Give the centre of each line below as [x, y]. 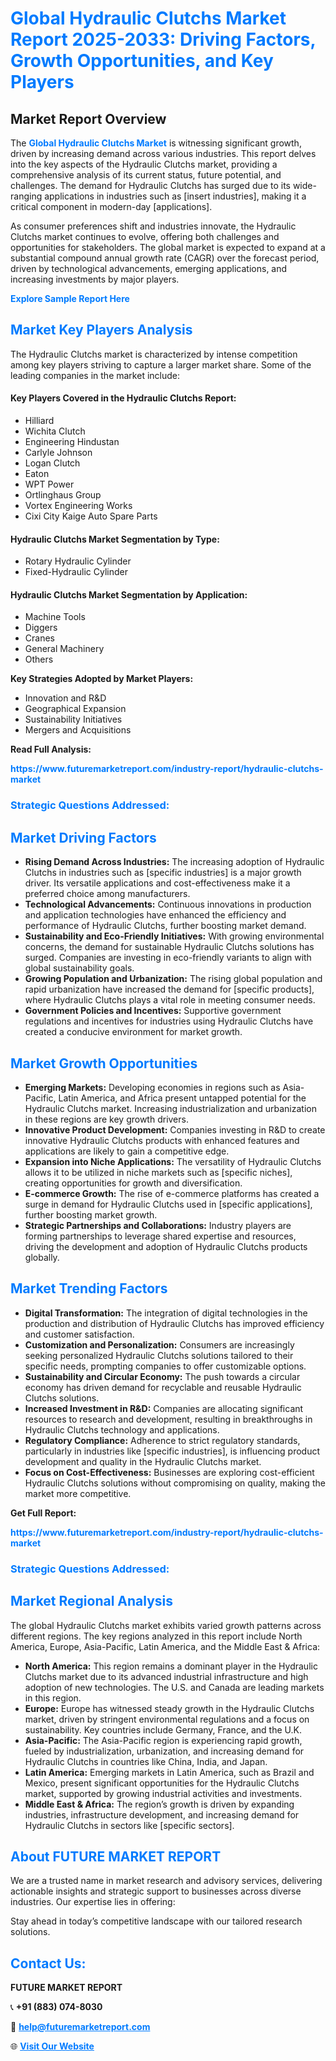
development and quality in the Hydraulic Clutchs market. [143, 1461]
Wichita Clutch [55, 431]
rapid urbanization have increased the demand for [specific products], [169, 989]
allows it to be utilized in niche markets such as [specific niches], [158, 1172]
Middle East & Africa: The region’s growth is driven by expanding [159, 1804]
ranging [26, 196]
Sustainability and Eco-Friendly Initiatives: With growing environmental [174, 936]
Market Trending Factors [89, 1288]
